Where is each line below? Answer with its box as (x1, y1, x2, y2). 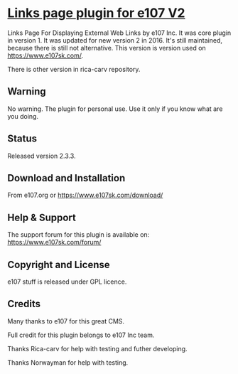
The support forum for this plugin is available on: (7, 230, 150, 239)
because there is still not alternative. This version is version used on (7, 43, 206, 52)
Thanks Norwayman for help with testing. (7, 358, 129, 367)
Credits (7, 298, 41, 310)
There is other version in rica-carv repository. (7, 65, 141, 73)
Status (7, 133, 38, 145)
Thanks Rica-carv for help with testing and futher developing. (7, 344, 188, 353)
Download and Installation (7, 172, 126, 184)
